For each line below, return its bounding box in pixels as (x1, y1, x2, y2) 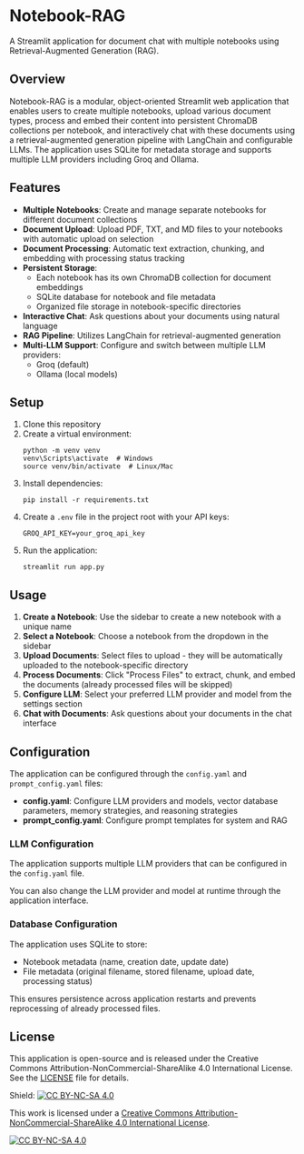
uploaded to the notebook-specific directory (22, 660, 189, 671)
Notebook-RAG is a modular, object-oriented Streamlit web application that (9, 95, 289, 106)
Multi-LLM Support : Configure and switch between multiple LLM (22, 339, 266, 350)
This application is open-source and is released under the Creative (9, 1053, 259, 1064)
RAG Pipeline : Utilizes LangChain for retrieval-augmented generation (22, 329, 281, 341)
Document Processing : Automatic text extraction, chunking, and (22, 243, 265, 254)
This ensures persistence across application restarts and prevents (9, 993, 257, 1004)
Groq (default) (35, 358, 90, 369)
